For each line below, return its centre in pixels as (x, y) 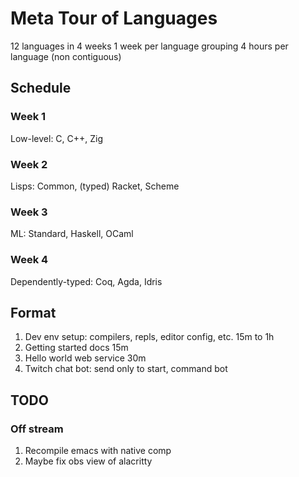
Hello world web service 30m (85, 358)
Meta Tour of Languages (114, 18)
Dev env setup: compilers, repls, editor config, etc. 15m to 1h (149, 337)
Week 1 (28, 117)
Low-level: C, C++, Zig (57, 138)
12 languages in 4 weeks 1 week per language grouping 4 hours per (149, 46)
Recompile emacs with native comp (98, 451)
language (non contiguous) (66, 56)
